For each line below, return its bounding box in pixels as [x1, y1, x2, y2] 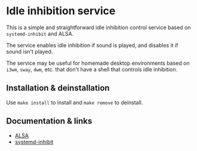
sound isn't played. [6, 48, 53, 55]
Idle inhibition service [6, 4, 116, 18]
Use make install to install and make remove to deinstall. [6, 99, 143, 106]
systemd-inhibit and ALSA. [6, 30, 74, 37]
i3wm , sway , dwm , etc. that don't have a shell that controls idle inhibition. [6, 65, 178, 73]
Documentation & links [6, 116, 93, 126]
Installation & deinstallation [6, 83, 110, 93]
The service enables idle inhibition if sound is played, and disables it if [6, 42, 178, 49]
